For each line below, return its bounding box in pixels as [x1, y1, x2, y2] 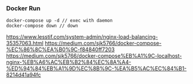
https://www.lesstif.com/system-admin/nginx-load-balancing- [6, 33, 159, 41]
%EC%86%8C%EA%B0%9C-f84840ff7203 [6, 46, 115, 53]
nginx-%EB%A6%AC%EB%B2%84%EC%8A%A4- [6, 58, 132, 66]
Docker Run [6, 4, 40, 13]
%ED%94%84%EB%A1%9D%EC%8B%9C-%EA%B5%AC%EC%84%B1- [6, 65, 187, 72]
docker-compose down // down [6, 23, 78, 29]
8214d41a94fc [6, 71, 42, 79]
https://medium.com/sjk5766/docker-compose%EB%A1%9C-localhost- [6, 52, 182, 60]
